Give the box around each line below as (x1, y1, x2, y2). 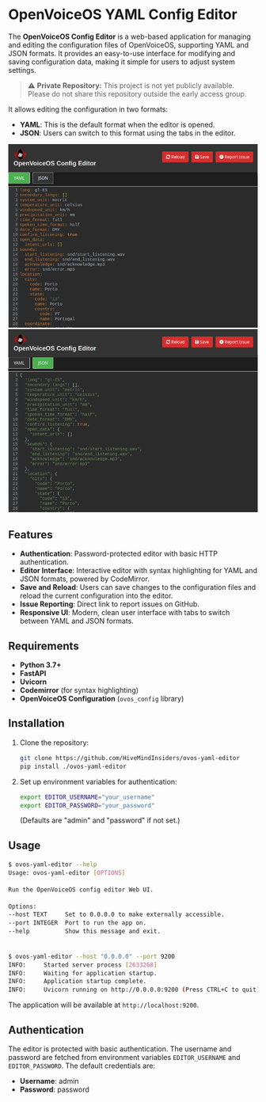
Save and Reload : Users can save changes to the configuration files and (19, 583, 256, 592)
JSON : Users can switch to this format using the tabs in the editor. (19, 128, 236, 138)
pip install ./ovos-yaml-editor (19, 762, 127, 770)
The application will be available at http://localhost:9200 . (8, 1000, 199, 1010)
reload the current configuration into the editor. (19, 591, 173, 601)
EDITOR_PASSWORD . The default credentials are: (8, 1061, 156, 1070)
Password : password (19, 1085, 89, 1094)
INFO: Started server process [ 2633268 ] (8, 960, 158, 969)
